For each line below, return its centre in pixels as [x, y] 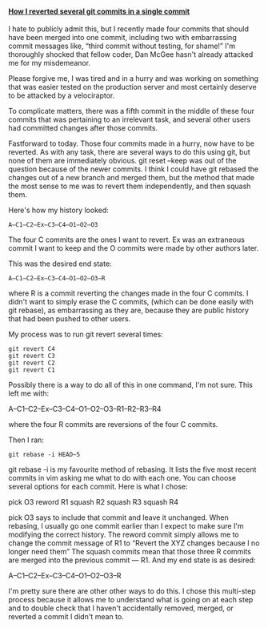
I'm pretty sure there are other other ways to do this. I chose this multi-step [132, 591]
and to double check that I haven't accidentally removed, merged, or [121, 608]
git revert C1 [32, 370]
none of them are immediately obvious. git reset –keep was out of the [122, 161]
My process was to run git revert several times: [86, 334]
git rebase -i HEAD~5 [44, 455]
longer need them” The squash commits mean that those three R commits [130, 552]
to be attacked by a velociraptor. [62, 95]
